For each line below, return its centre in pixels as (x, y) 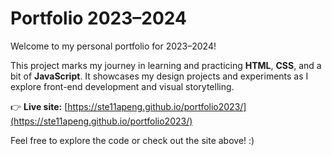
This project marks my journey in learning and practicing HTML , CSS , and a (166, 65)
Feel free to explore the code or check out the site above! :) (132, 140)
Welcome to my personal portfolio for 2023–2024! (113, 46)
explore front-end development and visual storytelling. (122, 86)
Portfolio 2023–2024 (98, 18)
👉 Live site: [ (39, 106)
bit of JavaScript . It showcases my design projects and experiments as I (159, 76)
